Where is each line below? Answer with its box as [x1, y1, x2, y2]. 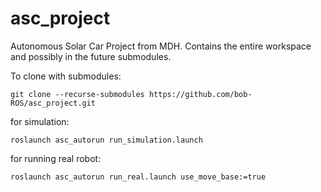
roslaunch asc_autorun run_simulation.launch [10, 135, 203, 145]
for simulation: [10, 115, 70, 127]
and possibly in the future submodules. [10, 50, 172, 62]
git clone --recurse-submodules [10, 89, 145, 99]
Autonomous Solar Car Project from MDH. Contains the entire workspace [10, 40, 312, 52]
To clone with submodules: [10, 70, 122, 82]
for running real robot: [10, 152, 102, 164]
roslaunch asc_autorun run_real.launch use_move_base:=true [10, 172, 267, 182]
